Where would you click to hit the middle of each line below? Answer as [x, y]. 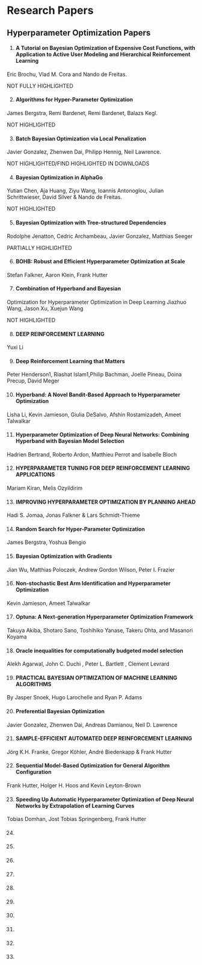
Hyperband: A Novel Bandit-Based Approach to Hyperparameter [98, 395]
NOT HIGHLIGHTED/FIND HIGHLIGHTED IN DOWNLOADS [78, 164]
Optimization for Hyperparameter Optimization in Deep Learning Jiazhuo [97, 302]
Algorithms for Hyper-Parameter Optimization [74, 99]
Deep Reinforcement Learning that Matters [70, 361]
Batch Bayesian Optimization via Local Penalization [81, 139]
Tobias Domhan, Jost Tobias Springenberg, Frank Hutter [77, 819]
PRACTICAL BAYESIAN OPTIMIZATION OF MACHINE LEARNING [96, 678]
